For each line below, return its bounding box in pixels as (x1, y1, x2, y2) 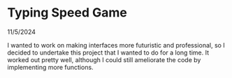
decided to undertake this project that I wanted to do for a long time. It (7, 48, 210, 57)
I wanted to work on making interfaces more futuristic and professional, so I (7, 41, 225, 49)
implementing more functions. (7, 63, 94, 71)
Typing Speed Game (7, 5, 127, 21)
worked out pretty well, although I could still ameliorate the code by (7, 55, 201, 64)
